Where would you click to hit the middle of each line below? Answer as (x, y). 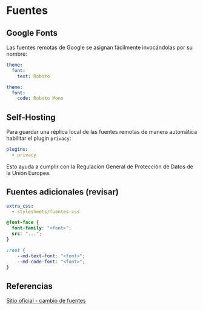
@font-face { (23, 223)
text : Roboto (34, 76)
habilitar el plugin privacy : (39, 138)
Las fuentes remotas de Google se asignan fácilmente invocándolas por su (99, 47)
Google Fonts (32, 33)
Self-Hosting (31, 117)
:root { (16, 250)
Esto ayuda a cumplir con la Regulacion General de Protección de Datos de (100, 167)
